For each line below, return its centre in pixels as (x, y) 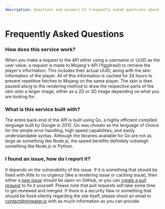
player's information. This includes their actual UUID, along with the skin (78, 71)
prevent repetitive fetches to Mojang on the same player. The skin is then (79, 81)
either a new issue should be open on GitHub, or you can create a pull (76, 180)
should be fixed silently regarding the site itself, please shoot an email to (78, 196)
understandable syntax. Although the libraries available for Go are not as (78, 136)
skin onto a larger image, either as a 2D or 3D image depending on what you (82, 91)
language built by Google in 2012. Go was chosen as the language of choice (82, 125)
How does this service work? (41, 49)
